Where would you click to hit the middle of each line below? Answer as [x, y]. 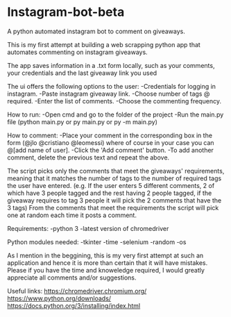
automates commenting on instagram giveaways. [77, 52]
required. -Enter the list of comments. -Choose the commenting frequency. [114, 101]
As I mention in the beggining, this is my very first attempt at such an [105, 255]
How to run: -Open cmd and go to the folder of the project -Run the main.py [115, 114]
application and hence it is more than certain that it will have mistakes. [108, 263]
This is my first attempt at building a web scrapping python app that [104, 44]
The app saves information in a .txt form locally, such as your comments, [111, 65]
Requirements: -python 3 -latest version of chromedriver [88, 228]
